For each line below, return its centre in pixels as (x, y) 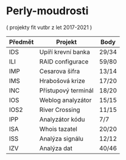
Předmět (22, 41)
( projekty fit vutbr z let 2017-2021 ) (49, 27)
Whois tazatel (58, 129)
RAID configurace (64, 62)
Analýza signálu (62, 139)
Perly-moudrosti (47, 11)
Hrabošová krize (62, 81)
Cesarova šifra (60, 71)
